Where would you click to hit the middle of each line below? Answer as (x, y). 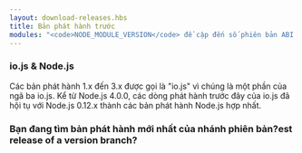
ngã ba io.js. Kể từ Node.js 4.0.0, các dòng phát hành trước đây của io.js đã (150, 95)
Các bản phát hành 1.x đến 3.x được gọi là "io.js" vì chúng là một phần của (148, 86)
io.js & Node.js (42, 66)
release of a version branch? (73, 139)
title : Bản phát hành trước (63, 26)
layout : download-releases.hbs (68, 18)
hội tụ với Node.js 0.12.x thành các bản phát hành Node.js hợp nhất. (136, 105)
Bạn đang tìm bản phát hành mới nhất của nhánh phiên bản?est (151, 129)
